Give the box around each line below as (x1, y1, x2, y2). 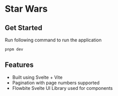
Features (5, 61, 34, 69)
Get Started (5, 23, 42, 32)
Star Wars (5, 3, 48, 15)
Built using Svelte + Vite (12, 74, 63, 80)
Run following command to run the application (5, 37, 102, 43)
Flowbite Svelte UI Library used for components (12, 85, 113, 91)
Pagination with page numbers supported (12, 80, 100, 86)
